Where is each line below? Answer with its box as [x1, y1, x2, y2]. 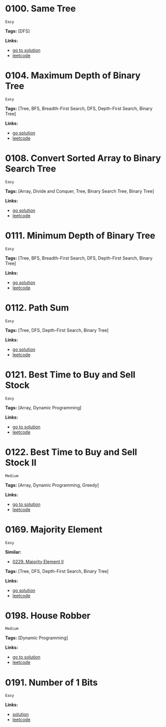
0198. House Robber [5, 610, 91, 621]
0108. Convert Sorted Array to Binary [5, 153, 161, 164]
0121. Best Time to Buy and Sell [5, 369, 136, 380]
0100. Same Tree [5, 3, 76, 14]
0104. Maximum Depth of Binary [5, 70, 141, 81]
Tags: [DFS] [5, 28, 30, 34]
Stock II [5, 457, 37, 468]
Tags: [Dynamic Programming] [5, 635, 68, 641]
